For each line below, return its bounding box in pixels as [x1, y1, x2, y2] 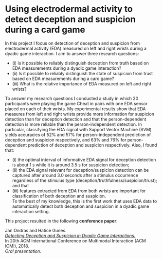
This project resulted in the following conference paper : [5, 218, 118, 224]
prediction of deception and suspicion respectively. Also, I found [28, 142, 157, 148]
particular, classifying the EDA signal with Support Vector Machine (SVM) [5, 126, 152, 132]
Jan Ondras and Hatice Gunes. [5, 227, 67, 233]
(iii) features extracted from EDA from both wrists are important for [12, 188, 146, 194]
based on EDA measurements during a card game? [12, 76, 114, 81]
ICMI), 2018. [5, 243, 29, 249]
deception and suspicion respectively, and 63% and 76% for [5, 137, 126, 142]
